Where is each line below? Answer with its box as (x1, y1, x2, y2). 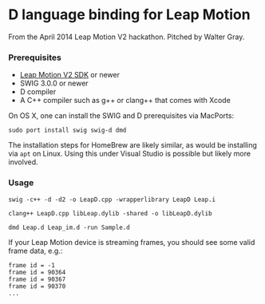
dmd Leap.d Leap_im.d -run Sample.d (8, 223, 130, 231)
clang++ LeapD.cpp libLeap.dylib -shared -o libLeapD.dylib (8, 209, 213, 217)
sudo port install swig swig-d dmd (8, 126, 127, 135)
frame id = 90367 (8, 275, 66, 283)
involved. (8, 157, 38, 167)
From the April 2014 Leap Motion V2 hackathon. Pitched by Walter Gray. (8, 32, 245, 41)
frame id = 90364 (8, 268, 66, 276)
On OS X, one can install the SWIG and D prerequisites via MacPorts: (8, 111, 234, 120)
